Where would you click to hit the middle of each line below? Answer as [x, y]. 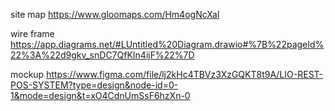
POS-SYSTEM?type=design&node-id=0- [94, 85]
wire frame [32, 33]
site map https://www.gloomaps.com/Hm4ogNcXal [115, 14]
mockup [27, 74]
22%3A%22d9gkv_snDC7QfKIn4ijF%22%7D [102, 55]
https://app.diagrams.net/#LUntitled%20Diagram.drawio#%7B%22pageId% [167, 44]
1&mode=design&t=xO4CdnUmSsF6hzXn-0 [100, 95]
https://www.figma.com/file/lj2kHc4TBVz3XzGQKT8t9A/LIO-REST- [185, 74]
